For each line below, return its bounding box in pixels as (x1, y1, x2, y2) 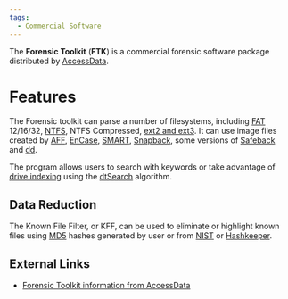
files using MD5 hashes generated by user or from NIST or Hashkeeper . (9, 230, 273, 241)
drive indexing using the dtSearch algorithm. (9, 171, 172, 182)
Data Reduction (9, 197, 97, 212)
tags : (9, 12, 29, 22)
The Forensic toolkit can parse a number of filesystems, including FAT (9, 116, 266, 127)
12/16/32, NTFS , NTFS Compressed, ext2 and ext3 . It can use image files (9, 126, 277, 137)
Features (9, 87, 77, 107)
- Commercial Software (17, 21, 102, 30)
